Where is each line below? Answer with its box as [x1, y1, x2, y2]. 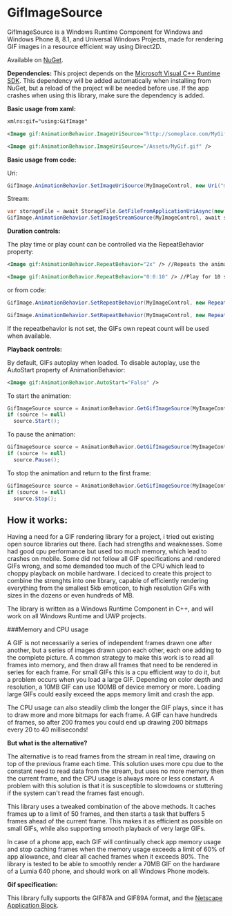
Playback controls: [7, 345, 62, 353]
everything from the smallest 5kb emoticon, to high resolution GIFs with [7, 584, 211, 592]
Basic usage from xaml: [7, 104, 76, 113]
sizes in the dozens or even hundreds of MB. [7, 591, 135, 600]
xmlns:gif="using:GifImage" [7, 117, 88, 125]
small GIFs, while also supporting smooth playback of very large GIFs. [7, 824, 206, 833]
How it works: [7, 514, 68, 526]
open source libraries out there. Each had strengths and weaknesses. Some [7, 540, 223, 548]
